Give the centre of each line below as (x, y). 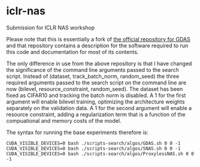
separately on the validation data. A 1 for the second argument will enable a (99, 108)
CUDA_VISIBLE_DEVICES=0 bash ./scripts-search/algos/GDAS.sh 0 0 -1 (93, 143)
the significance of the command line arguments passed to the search (93, 69)
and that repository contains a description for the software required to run (97, 45)
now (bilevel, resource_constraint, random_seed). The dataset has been (95, 89)
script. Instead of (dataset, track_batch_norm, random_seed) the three (93, 76)
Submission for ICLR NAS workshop (51, 28)
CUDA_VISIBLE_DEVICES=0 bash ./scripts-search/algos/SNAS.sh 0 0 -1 (93, 148)
